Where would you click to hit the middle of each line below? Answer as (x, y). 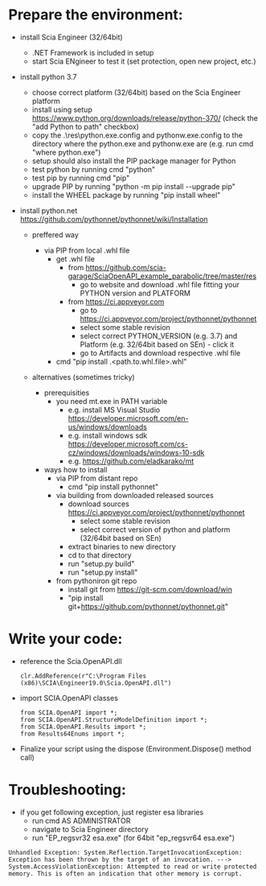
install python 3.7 (49, 76)
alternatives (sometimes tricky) (83, 377)
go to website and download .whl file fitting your (160, 284)
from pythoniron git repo (96, 580)
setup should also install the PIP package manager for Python (134, 161)
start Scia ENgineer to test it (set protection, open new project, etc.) (144, 61)
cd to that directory (100, 555)
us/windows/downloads (107, 427)
